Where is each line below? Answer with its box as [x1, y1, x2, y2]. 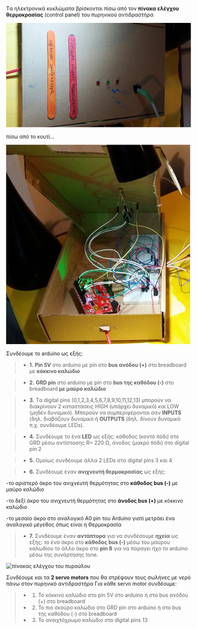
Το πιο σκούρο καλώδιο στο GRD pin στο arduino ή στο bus [38, 604, 182, 611]
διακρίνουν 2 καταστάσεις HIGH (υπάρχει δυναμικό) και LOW [29, 402, 179, 410]
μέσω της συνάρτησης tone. [29, 551, 98, 558]
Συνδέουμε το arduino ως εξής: [6, 349, 83, 357]
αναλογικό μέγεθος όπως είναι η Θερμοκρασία [6, 521, 122, 528]
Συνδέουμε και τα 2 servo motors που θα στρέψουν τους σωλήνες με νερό [6, 574, 191, 581]
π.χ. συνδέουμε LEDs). [29, 421, 84, 428]
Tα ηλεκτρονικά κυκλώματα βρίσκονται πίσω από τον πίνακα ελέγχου [6, 5, 179, 12]
